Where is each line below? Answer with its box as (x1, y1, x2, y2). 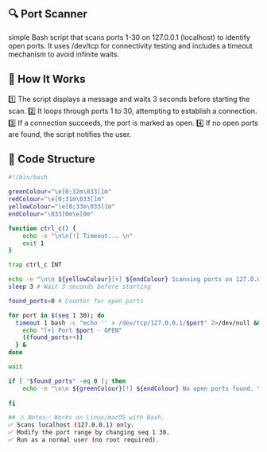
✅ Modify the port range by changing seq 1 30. (8, 429, 171, 437)
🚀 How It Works (8, 72, 86, 86)
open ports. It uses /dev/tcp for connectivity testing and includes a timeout (8, 41, 253, 50)
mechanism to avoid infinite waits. (8, 49, 120, 59)
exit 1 (22, 239, 44, 247)
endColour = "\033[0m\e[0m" (8, 210, 94, 218)
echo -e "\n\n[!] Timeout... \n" (22, 232, 133, 240)
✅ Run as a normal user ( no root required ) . (8, 436, 160, 444)
